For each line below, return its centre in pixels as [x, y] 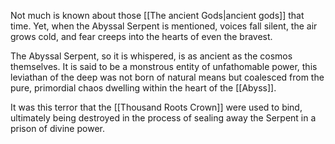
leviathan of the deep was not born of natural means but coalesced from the [167, 77]
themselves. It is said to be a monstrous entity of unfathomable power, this [164, 66]
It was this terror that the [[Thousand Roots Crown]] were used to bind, [156, 107]
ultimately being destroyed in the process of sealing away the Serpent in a [163, 118]
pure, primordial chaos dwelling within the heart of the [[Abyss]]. [143, 88]
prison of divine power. [57, 128]
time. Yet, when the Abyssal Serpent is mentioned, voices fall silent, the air [164, 26]
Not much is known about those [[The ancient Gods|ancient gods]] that [157, 15]
